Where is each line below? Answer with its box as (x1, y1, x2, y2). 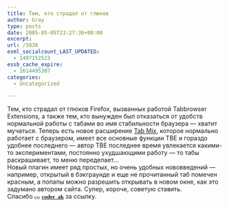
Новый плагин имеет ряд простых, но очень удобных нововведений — (7, 163, 216, 171)
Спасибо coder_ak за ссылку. (7, 193, 97, 201)
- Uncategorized (13, 80, 60, 87)
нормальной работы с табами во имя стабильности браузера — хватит (7, 119, 218, 127)
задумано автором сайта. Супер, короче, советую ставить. (7, 185, 182, 193)
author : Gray (7, 16, 45, 23)
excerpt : (7, 36, 32, 42)
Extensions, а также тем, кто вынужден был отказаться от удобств (7, 112, 203, 121)
